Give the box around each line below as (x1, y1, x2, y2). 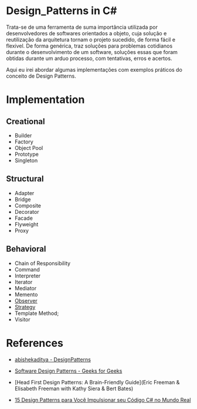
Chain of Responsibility (14, 260, 71, 267)
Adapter (14, 189, 35, 196)
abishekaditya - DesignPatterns (14, 356, 91, 363)
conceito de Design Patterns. (6, 72, 76, 79)
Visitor (14, 316, 30, 323)
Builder (14, 132, 32, 139)
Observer (14, 297, 38, 304)
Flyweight (14, 220, 39, 227)
